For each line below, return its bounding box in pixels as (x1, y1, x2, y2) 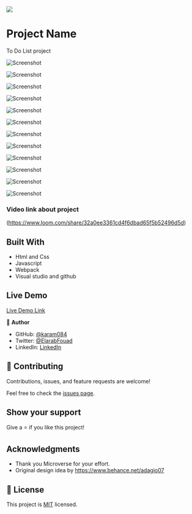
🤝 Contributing (6, 361, 64, 372)
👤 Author (6, 318, 30, 326)
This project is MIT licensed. (6, 501, 78, 508)
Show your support (6, 407, 81, 418)
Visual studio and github (15, 273, 76, 280)
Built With (6, 237, 45, 247)
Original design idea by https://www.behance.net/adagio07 (15, 467, 164, 474)
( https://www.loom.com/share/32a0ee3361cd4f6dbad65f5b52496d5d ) (6, 219, 186, 226)
